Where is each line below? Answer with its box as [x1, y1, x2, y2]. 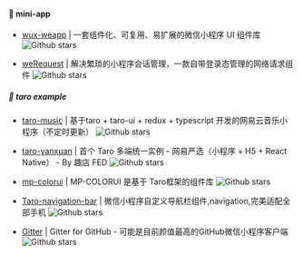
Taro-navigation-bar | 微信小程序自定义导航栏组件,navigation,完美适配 [21, 196, 283, 207]
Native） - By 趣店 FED [21, 157, 108, 168]
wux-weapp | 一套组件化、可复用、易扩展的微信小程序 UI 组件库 [21, 29, 261, 41]
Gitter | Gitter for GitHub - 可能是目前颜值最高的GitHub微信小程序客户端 [21, 226, 288, 237]
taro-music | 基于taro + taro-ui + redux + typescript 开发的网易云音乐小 [21, 115, 287, 126]
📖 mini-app [8, 8, 51, 19]
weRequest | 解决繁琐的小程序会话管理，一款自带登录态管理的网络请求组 [21, 58, 294, 69]
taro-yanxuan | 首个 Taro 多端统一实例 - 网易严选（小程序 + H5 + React [21, 146, 287, 157]
